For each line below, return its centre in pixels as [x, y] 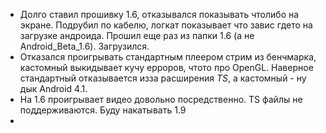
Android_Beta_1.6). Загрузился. [84, 46]
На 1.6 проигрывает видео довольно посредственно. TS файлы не [161, 99]
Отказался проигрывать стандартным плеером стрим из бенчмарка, [168, 57]
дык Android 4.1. [53, 88]
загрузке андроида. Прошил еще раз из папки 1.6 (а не [137, 35]
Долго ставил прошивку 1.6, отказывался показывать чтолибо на [159, 14]
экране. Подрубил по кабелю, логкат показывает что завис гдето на [166, 25]
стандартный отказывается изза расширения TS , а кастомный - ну [163, 78]
